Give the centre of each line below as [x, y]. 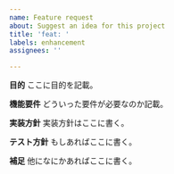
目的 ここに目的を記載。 [54, 85]
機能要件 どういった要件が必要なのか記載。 [88, 104]
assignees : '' [36, 51]
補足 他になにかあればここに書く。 [73, 161]
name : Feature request [51, 17]
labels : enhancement [48, 42]
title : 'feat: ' [39, 34]
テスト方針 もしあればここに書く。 [73, 142]
